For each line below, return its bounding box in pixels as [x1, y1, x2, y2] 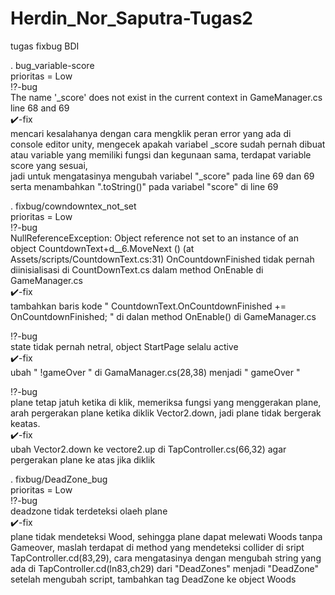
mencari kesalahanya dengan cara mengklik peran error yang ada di [10, 127, 292, 139]
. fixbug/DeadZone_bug [10, 473, 108, 485]
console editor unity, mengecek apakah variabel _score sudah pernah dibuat [10, 138, 326, 150]
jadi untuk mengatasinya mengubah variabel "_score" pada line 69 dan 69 [10, 170, 315, 182]
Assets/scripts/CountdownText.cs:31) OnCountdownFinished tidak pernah [10, 253, 315, 265]
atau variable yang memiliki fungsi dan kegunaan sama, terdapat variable [10, 148, 312, 161]
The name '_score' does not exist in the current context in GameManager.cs [10, 91, 323, 103]
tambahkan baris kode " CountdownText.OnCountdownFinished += [10, 300, 287, 312]
